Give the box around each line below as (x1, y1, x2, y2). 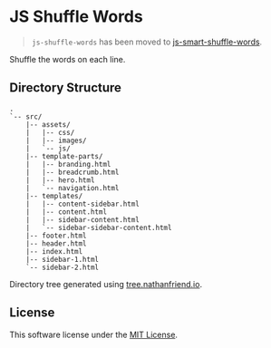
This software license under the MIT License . (9, 329, 179, 340)
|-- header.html (25, 238, 88, 248)
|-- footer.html (25, 231, 88, 240)
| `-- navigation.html (25, 183, 120, 192)
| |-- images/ (25, 136, 88, 145)
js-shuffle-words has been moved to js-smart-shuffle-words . (31, 36, 263, 47)
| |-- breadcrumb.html (25, 168, 120, 177)
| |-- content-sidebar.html (25, 199, 140, 208)
